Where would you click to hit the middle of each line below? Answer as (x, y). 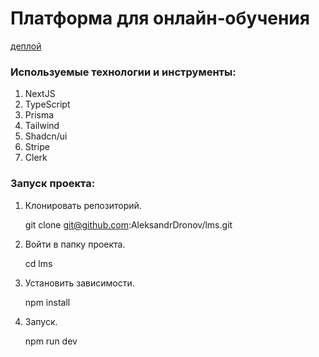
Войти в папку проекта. (75, 244)
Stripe (37, 147)
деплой (26, 46)
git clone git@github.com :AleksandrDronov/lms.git (128, 224)
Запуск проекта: (53, 184)
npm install (47, 302)
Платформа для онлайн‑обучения (160, 18)
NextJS (40, 94)
